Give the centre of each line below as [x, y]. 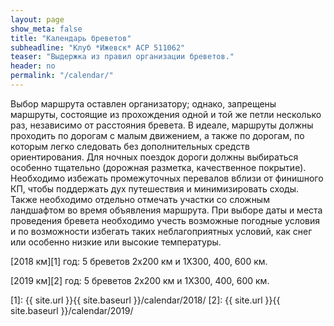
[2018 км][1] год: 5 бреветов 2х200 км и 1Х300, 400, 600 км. [139, 261]
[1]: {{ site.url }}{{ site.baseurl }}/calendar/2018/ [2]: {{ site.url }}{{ [145, 300]
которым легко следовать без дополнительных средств [130, 146]
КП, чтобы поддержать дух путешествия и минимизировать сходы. [155, 188]
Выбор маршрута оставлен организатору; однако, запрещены [143, 103]
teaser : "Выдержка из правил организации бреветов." [122, 57]
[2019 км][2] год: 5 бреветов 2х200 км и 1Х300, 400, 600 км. [140, 280]
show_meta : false [46, 29]
